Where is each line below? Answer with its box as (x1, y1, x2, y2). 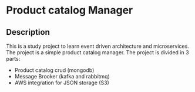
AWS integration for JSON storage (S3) (14, 79, 110, 86)
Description (6, 27, 50, 37)
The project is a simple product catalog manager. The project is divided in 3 (6, 49, 189, 56)
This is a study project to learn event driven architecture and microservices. (6, 42, 189, 50)
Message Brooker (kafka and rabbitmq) (14, 73, 110, 80)
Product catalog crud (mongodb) (14, 67, 95, 74)
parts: (6, 55, 21, 62)
